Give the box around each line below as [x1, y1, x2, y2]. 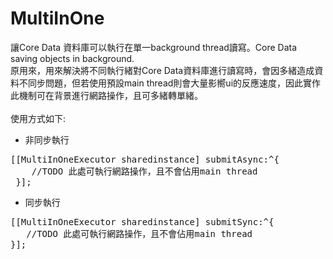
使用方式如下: [10, 112, 67, 124]
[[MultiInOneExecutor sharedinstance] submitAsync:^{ [10, 153, 280, 165]
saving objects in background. [10, 52, 135, 64]
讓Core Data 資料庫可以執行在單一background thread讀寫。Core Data [10, 41, 298, 53]
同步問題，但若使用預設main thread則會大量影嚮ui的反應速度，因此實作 [27, 77, 322, 89]
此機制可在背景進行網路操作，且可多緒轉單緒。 [10, 89, 203, 101]
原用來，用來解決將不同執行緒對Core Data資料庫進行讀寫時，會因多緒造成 [10, 64, 315, 76]
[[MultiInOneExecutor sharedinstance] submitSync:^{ [10, 216, 275, 227]
